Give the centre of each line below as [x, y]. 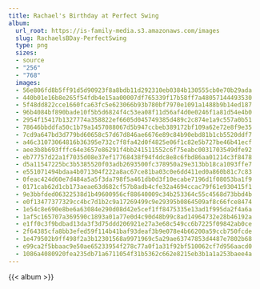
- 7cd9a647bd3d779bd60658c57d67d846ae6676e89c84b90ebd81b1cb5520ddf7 [134, 134]
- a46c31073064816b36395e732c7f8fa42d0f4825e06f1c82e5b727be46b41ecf [134, 142]
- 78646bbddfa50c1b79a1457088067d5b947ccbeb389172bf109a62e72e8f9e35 [134, 127]
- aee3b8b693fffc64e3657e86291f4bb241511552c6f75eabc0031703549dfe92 [134, 150]
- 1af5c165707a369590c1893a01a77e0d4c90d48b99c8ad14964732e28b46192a [134, 217]
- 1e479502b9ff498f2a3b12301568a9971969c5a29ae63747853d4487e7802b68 [134, 239]
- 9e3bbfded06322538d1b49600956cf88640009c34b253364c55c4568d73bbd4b [134, 194]
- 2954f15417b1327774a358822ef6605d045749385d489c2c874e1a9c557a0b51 [134, 120]
